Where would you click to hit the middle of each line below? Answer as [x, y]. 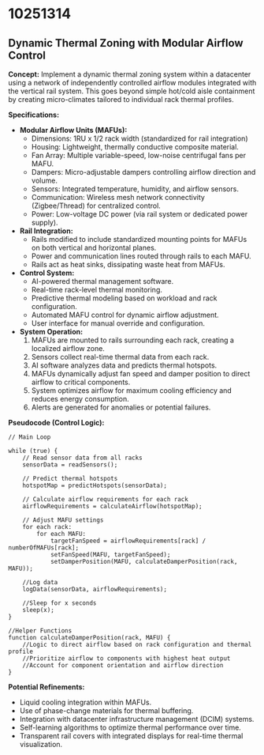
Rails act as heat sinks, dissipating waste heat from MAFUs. [128, 264]
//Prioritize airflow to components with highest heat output [126, 659]
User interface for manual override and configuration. [118, 323]
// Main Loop [30, 437]
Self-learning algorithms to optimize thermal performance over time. [130, 727]
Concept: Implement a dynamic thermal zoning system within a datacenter [130, 74]
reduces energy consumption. [80, 399]
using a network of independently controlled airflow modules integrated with [132, 83]
